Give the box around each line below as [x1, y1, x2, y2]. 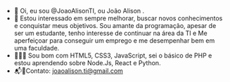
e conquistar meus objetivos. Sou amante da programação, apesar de [13, 22, 217, 29]
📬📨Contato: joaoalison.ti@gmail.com [13, 67, 123, 75]
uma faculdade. [13, 44, 60, 52]
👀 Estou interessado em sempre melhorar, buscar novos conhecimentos [13, 14, 223, 22]
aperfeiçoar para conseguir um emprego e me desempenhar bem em [13, 36, 215, 45]
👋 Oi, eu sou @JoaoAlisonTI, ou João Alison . [13, 7, 145, 15]
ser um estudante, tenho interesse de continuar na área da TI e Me [13, 29, 207, 37]
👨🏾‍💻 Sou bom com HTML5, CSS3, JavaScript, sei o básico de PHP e [13, 51, 212, 60]
